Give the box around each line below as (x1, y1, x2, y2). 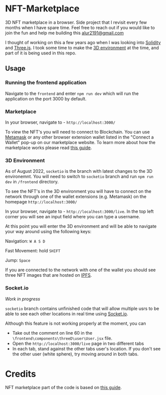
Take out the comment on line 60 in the (12, 330, 93, 336)
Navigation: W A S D (5, 238, 46, 244)
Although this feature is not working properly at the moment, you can (5, 320, 146, 326)
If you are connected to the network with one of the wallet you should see (5, 267, 156, 273)
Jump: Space (5, 257, 31, 263)
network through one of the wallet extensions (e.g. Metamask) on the (5, 194, 147, 199)
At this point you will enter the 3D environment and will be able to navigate (5, 223, 157, 229)
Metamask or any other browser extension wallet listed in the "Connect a (5, 134, 154, 140)
